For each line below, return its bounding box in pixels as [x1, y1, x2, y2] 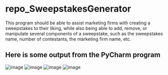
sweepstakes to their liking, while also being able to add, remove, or [5, 25, 147, 31]
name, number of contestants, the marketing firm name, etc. [5, 36, 131, 42]
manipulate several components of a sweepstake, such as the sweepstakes [5, 30, 163, 36]
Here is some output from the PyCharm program [5, 51, 161, 59]
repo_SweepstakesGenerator [5, 3, 131, 15]
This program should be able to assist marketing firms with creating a [5, 20, 151, 26]
